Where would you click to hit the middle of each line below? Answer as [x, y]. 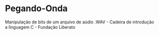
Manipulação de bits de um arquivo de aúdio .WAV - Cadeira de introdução [79, 22]
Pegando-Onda [36, 9]
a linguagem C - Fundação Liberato [40, 27]
